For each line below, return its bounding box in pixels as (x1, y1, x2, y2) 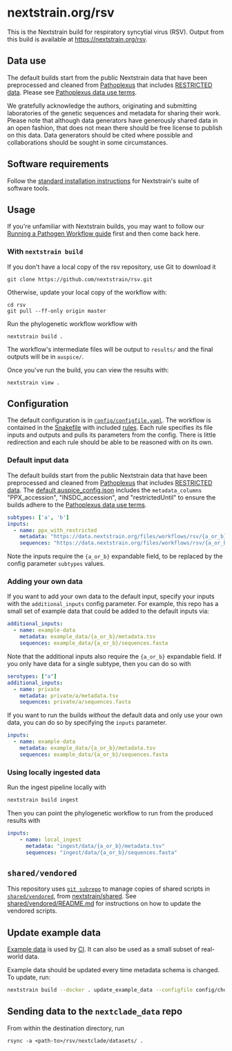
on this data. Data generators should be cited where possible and (7, 131, 193, 139)
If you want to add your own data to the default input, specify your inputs (7, 592, 215, 600)
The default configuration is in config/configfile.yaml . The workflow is (7, 416, 212, 424)
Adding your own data (7, 577, 83, 587)
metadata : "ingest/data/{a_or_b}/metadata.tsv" (25, 842, 166, 849)
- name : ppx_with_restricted (13, 527, 97, 533)
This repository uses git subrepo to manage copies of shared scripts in (7, 884, 211, 893)
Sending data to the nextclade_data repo (7, 1005, 183, 1017)
